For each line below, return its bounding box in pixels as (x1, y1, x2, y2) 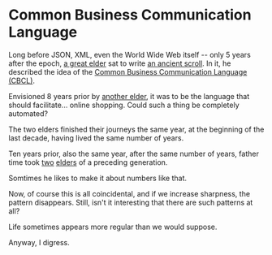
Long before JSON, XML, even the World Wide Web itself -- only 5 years (8, 50, 252, 59)
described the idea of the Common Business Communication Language (8, 67, 248, 76)
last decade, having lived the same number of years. (8, 132, 184, 143)
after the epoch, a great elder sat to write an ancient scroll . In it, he (8, 58, 231, 68)
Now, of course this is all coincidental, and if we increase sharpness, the (8, 188, 250, 198)
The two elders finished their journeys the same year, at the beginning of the (8, 124, 265, 134)
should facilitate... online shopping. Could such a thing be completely (8, 100, 240, 110)
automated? (8, 108, 49, 119)
